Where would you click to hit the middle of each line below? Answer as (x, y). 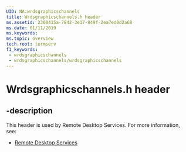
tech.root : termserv (31, 44)
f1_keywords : (22, 50)
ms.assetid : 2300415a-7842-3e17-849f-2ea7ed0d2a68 (69, 22)
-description (29, 111)
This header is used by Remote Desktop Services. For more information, (93, 125)
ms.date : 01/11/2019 (31, 28)
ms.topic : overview (30, 39)
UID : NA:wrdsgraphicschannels (43, 11)
